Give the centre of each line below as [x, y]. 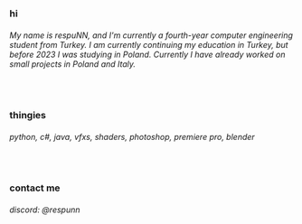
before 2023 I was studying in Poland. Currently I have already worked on [147, 54]
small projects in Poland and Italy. [73, 64]
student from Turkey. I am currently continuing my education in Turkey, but [149, 44]
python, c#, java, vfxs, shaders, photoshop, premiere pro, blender [132, 136]
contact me [35, 188]
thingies [28, 116]
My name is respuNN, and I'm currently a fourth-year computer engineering [151, 35]
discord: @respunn [45, 210]
